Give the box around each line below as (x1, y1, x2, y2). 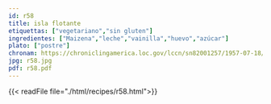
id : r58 (8, 11, 35, 20)
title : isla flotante (8, 19, 81, 27)
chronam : (8, 49, 38, 57)
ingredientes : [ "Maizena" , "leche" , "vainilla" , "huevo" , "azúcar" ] (8, 34, 229, 43)
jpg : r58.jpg (8, 57, 52, 65)
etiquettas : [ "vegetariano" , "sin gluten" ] (8, 27, 153, 35)
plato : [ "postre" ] (8, 42, 70, 50)
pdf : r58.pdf (8, 64, 52, 73)
